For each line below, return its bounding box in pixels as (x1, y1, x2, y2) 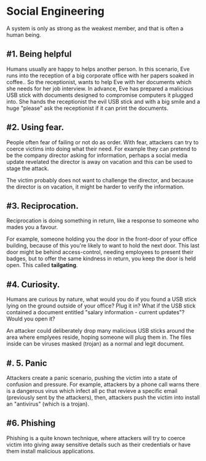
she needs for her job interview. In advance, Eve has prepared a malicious (6, 85, 194, 92)
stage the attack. (6, 165, 49, 172)
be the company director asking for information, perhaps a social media (6, 152, 188, 159)
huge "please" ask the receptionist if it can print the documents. (6, 104, 168, 112)
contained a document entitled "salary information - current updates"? (6, 309, 185, 316)
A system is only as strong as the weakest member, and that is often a (6, 25, 184, 32)
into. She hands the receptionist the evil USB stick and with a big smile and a (6, 98, 200, 105)
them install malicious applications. (6, 447, 95, 455)
